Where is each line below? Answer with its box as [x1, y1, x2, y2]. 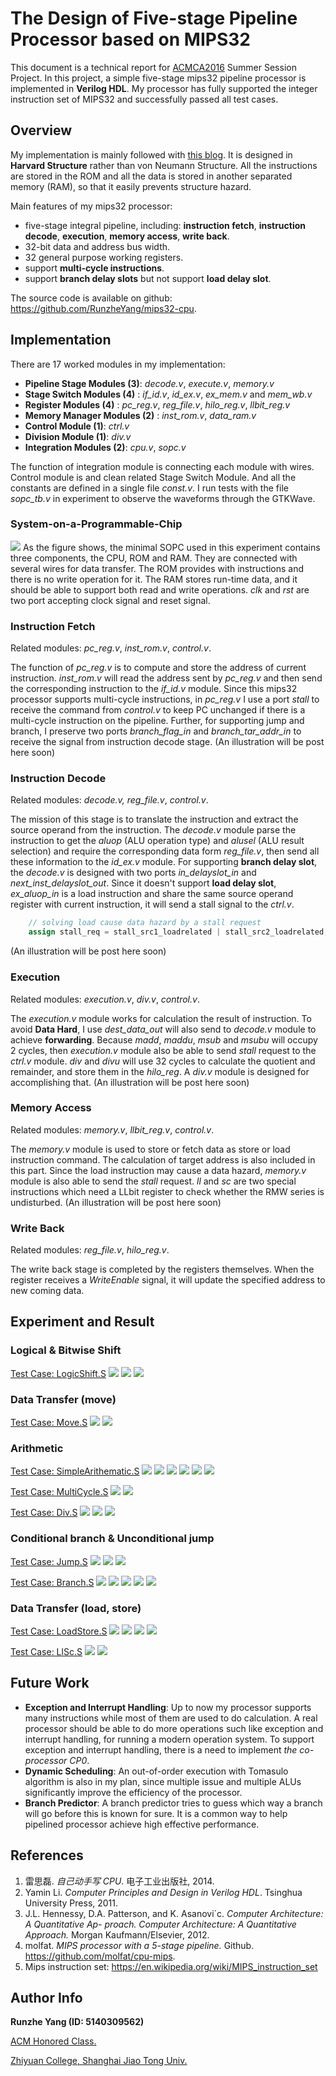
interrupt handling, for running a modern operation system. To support [24, 1733, 315, 1745]
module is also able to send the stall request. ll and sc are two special [10, 1175, 297, 1187]
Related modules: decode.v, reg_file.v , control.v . [10, 794, 209, 806]
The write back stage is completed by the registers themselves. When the [10, 1263, 315, 1276]
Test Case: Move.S [10, 1417, 88, 1429]
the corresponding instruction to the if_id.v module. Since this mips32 [10, 683, 298, 695]
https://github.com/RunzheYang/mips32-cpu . [10, 302, 197, 314]
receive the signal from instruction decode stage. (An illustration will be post [10, 736, 325, 748]
